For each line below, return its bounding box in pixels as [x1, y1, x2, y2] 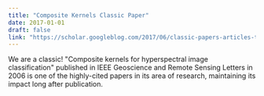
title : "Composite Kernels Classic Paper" [8, 11, 149, 20]
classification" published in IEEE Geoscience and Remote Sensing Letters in [8, 63, 253, 73]
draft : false [8, 26, 51, 34]
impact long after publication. [8, 80, 104, 89]
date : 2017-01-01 [8, 19, 65, 27]
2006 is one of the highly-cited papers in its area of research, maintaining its [8, 71, 256, 80]
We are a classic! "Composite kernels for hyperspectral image [8, 55, 208, 64]
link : [8, 33, 26, 41]
